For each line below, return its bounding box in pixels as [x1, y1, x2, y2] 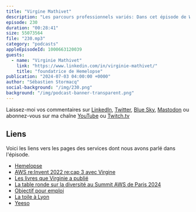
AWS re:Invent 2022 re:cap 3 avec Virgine [14, 168, 116, 175]
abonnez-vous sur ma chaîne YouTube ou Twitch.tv [6, 112, 130, 119]
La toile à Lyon [14, 193, 50, 200]
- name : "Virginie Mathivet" [11, 57, 82, 63]
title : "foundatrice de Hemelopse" [16, 68, 103, 74]
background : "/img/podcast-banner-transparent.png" [6, 90, 134, 96]
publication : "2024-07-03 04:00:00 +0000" [6, 74, 111, 79]
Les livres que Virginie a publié [14, 175, 89, 182]
